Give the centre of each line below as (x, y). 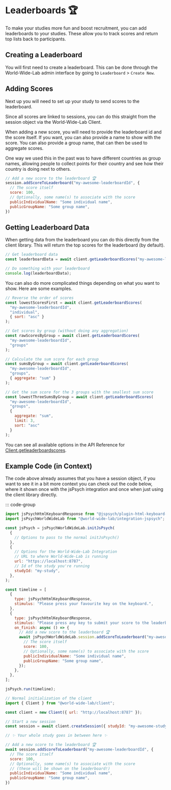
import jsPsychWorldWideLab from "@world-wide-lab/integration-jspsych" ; (85, 519)
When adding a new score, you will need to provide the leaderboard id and (83, 132)
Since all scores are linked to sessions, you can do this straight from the (81, 117)
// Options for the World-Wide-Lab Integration (66, 552)
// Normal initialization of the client (49, 698)
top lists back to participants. (36, 39)
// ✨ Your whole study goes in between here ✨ (56, 736)
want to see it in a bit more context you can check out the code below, (79, 484)
